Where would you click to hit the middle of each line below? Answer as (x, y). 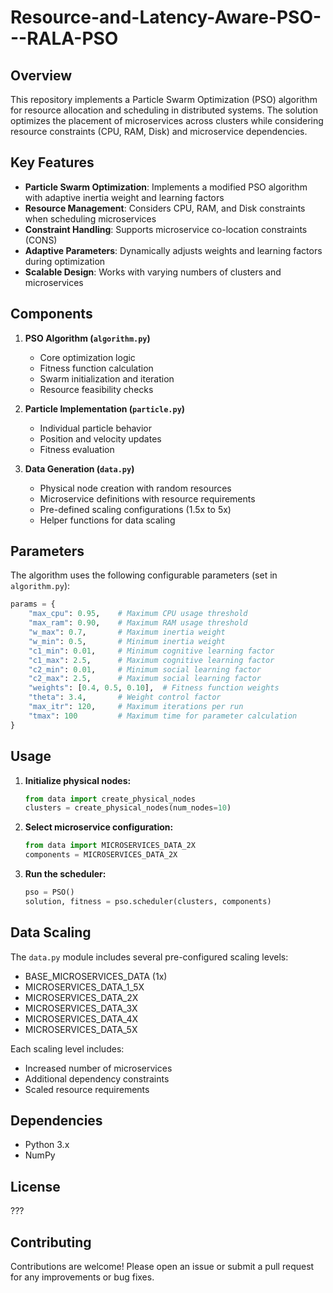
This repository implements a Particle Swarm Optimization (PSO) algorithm (164, 99)
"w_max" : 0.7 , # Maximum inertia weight (127, 632)
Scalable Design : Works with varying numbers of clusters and (153, 272)
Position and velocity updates (100, 438)
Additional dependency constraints (97, 1078)
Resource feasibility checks (96, 389)
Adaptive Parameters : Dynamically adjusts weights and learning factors (173, 250)
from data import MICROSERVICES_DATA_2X (110, 846)
